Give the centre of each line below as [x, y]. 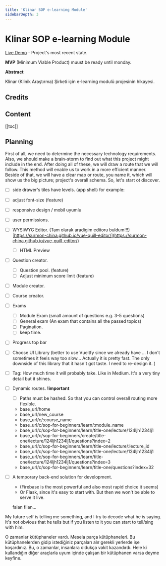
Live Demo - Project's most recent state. [46, 53]
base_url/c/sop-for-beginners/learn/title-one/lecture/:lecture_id [84, 446]
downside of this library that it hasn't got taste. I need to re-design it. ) [84, 363]
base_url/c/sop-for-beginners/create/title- [63, 435]
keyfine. [13, 558]
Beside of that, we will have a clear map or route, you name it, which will [79, 175]
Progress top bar [29, 342]
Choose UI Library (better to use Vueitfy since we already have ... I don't [86, 352]
